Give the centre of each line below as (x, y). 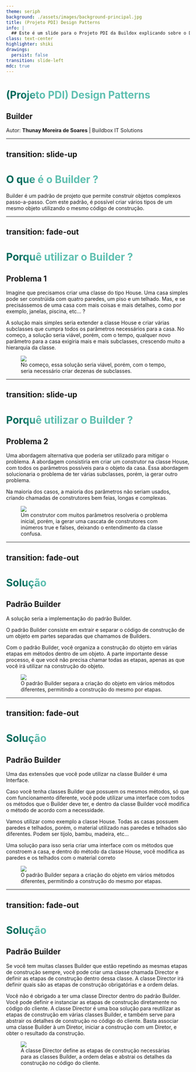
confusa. (31, 534)
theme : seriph (23, 11)
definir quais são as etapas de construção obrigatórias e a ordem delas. (92, 984)
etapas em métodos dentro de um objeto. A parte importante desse (87, 654)
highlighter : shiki (30, 44)
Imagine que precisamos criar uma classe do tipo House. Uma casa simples (97, 293)
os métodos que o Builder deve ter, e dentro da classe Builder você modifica (98, 804)
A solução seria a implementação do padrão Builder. (69, 619)
